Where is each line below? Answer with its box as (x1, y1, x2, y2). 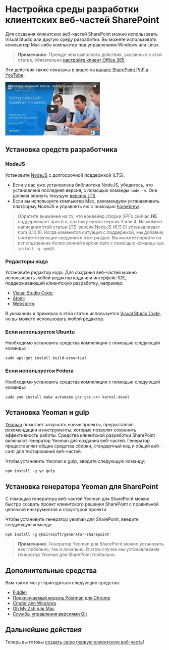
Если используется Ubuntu (5, 328, 75, 335)
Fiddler (12, 589, 28, 595)
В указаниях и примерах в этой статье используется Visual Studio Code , (5, 310, 161, 316)
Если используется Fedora (5, 367, 74, 374)
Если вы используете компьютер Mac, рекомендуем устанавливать (12, 198, 160, 204)
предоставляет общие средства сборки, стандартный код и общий (5, 443, 150, 449)
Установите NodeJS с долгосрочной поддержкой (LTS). (5, 172, 125, 178)
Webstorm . (12, 301, 36, 307)
